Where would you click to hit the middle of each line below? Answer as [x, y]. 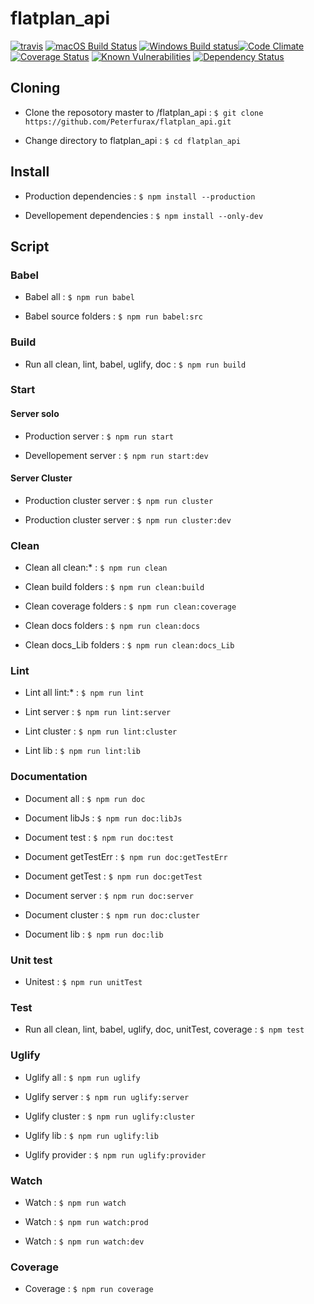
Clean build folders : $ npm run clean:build [114, 587]
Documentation [49, 777]
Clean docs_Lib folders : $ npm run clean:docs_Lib [129, 645]
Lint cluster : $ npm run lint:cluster [101, 731]
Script [30, 246]
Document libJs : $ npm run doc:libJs [103, 818]
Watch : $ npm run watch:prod [86, 1221]
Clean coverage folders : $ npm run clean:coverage [130, 606]
